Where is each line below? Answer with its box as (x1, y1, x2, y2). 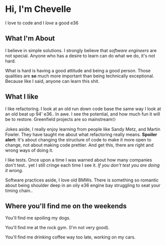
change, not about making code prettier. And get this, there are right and (5, 142, 154, 148)
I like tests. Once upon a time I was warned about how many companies (5, 157, 153, 163)
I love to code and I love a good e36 (5, 20, 79, 26)
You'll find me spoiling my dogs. (5, 215, 71, 221)
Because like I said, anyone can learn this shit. (5, 78, 100, 84)
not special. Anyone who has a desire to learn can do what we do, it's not (5, 53, 156, 59)
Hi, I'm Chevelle (5, 3, 72, 15)
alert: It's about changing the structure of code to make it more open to (5, 136, 152, 142)
